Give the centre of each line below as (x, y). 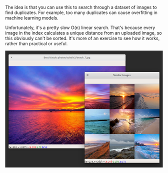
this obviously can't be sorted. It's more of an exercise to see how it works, (82, 38)
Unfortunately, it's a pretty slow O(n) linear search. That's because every (80, 28)
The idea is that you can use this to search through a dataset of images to (81, 7)
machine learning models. (32, 18)
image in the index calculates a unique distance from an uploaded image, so (83, 33)
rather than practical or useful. (36, 44)
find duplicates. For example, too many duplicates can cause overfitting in (81, 13)
